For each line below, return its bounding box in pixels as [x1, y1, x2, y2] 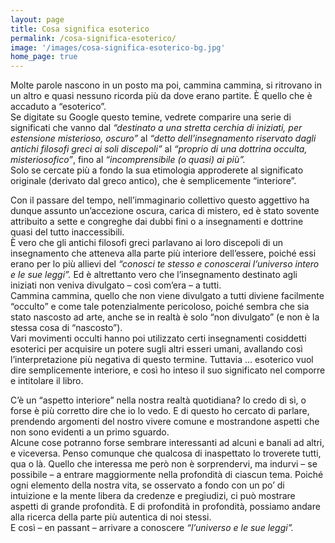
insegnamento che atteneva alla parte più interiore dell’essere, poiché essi [10, 247, 317, 260]
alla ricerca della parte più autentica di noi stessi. [10, 511, 212, 523]
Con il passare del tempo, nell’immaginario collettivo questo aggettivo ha [10, 194, 310, 206]
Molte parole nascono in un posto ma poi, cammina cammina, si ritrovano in [10, 79, 322, 91]
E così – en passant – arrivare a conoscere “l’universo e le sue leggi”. [10, 522, 295, 534]
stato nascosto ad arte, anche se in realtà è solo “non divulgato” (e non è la [10, 311, 320, 323]
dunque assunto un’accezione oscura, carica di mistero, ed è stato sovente [10, 205, 320, 217]
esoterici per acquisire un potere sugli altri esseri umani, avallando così [10, 343, 303, 355]
